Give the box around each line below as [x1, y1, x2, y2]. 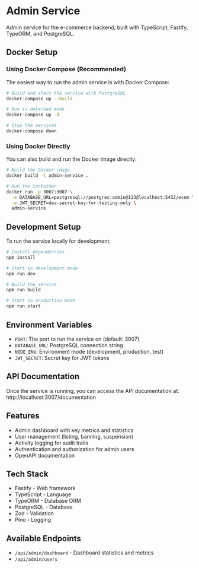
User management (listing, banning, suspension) [14, 433, 134, 440]
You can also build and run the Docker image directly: [6, 156, 137, 163]
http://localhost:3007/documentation [6, 394, 97, 401]
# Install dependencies [6, 249, 65, 255]
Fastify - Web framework [14, 485, 76, 492]
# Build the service [6, 281, 57, 287]
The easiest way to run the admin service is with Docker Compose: [6, 78, 170, 85]
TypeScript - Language [14, 491, 72, 498]
